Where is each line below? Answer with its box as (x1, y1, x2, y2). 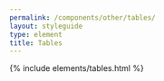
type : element (9, 30, 63, 39)
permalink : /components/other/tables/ (9, 13, 156, 22)
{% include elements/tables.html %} (9, 63, 145, 74)
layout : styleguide (9, 22, 83, 31)
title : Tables (9, 38, 63, 48)
